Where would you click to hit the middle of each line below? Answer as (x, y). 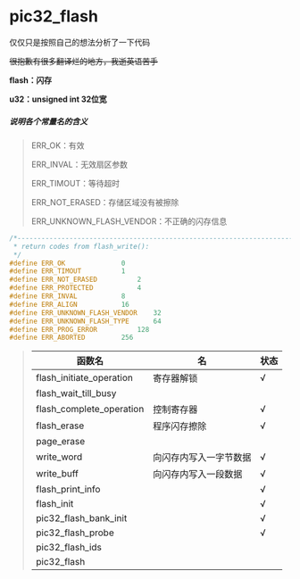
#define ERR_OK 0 (67, 263)
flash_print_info (68, 490)
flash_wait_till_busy (76, 393)
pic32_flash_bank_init (81, 518)
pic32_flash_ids (69, 548)
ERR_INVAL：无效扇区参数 (79, 164)
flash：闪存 (31, 80)
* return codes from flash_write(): (81, 246)
